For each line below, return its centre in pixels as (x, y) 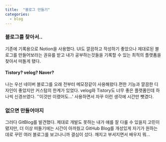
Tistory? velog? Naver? (30, 72)
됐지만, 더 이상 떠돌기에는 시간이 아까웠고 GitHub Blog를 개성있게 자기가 (75, 128)
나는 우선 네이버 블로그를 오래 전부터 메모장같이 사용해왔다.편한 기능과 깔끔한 (79, 84)
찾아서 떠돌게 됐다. (23, 61)
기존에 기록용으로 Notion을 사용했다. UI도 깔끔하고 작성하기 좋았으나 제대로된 (80, 49)
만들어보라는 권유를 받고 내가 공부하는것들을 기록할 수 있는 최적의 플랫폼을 (90, 55)
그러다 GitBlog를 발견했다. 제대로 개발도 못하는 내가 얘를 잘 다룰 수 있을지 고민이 (83, 122)
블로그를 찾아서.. (24, 37)
